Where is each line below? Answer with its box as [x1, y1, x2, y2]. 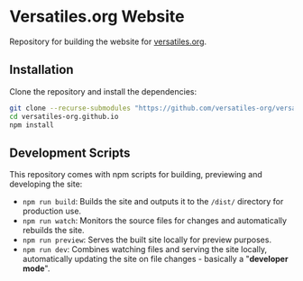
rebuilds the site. [22, 225, 85, 236]
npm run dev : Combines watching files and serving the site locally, [22, 244, 268, 255]
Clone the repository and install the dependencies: [9, 86, 197, 96]
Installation [9, 62, 74, 77]
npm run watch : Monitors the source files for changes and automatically [22, 215, 287, 226]
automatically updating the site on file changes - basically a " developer [22, 254, 289, 265]
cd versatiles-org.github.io [9, 112, 119, 121]
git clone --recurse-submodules [9, 104, 131, 113]
